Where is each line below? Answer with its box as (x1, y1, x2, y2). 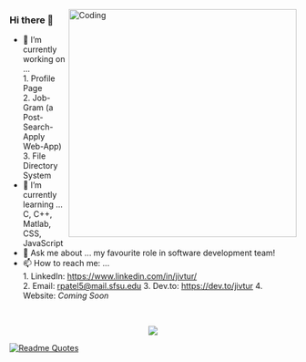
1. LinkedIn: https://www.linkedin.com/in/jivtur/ (22, 271, 198, 282)
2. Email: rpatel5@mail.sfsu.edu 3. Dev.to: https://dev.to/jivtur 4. (22, 281, 263, 292)
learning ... (22, 199, 64, 210)
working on (22, 54, 66, 65)
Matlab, (22, 219, 52, 230)
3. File (22, 150, 46, 161)
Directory (22, 160, 58, 171)
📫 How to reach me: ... (22, 258, 110, 269)
